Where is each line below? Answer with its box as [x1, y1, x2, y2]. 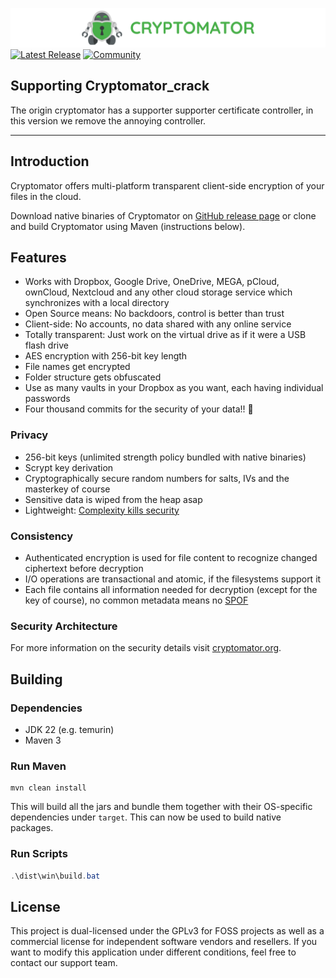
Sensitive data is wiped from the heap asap [24, 493, 203, 505]
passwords [24, 393, 71, 405]
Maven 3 [24, 734, 62, 747]
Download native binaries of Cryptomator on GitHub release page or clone [10, 209, 317, 222]
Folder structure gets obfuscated [24, 371, 162, 383]
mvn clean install [10, 783, 87, 793]
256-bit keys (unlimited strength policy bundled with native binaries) [24, 451, 307, 463]
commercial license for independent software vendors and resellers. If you [10, 936, 318, 948]
